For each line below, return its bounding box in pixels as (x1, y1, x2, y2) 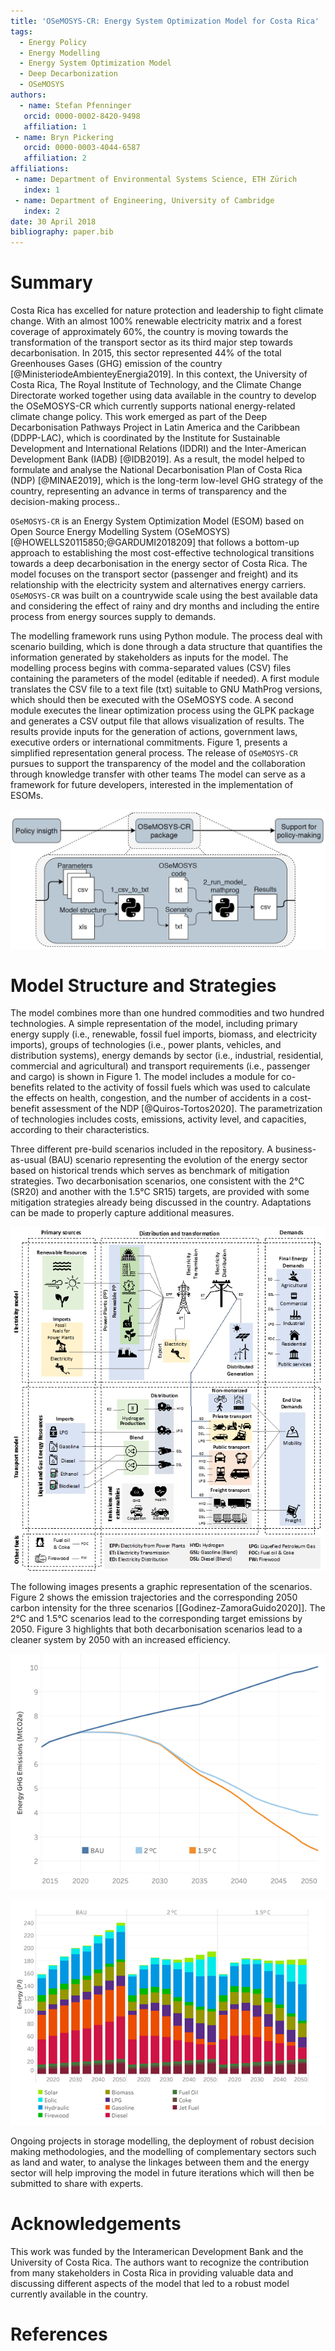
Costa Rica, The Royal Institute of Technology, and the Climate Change (10, 379, 302, 391)
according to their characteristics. (10, 1124, 150, 1136)
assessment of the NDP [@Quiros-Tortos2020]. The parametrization (41, 1103, 323, 1115)
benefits (10, 1081, 45, 1094)
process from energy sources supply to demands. (10, 611, 217, 623)
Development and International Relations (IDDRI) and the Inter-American (10, 443, 307, 455)
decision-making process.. (10, 496, 121, 508)
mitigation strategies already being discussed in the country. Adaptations (10, 1196, 312, 1209)
